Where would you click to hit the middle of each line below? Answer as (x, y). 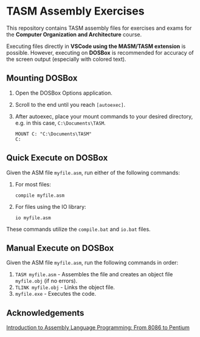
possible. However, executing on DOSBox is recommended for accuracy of (100, 52)
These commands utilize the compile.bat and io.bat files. (78, 229)
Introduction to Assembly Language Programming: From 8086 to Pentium (98, 328)
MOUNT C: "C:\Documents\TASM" (53, 134)
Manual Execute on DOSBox (60, 248)
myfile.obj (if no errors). (46, 281)
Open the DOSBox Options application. (64, 93)
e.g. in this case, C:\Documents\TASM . (60, 123)
